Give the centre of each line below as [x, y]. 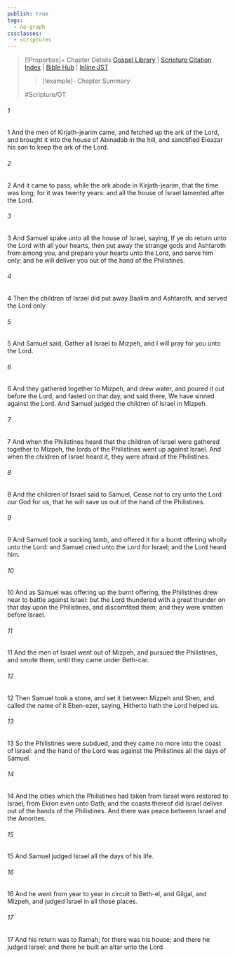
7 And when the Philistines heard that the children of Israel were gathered [114, 441]
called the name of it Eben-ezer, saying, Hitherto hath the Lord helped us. [113, 705]
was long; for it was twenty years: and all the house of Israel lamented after [116, 192]
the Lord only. [27, 306]
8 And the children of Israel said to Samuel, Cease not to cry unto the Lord [115, 494]
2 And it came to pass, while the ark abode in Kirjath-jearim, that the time [113, 185]
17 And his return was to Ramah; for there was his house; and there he [109, 939]
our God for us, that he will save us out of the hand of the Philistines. [106, 501]
